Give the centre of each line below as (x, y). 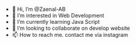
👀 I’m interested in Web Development (58, 15)
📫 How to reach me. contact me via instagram (70, 35)
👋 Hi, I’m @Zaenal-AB (39, 9)
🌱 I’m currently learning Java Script (56, 22)
